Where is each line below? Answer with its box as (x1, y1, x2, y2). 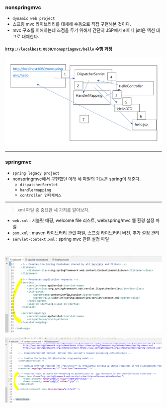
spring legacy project (12, 171, 60, 176)
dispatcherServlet (19, 182, 58, 187)
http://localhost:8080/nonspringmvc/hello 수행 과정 (5, 46, 113, 52)
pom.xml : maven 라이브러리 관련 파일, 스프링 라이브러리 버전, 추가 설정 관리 (12, 230, 160, 236)
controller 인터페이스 (19, 193, 62, 198)
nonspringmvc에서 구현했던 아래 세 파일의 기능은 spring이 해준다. (12, 176, 141, 182)
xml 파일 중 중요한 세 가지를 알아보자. (17, 206, 90, 212)
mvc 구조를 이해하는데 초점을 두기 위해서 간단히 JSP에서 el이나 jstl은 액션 (12, 27, 155, 33)
